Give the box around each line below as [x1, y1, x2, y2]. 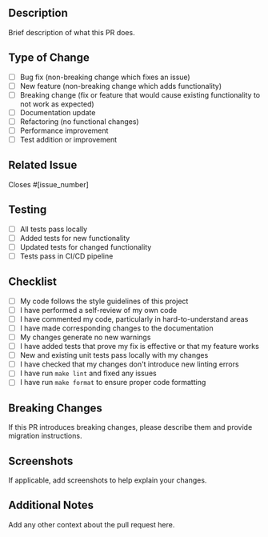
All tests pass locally [19, 224, 88, 234]
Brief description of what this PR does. [8, 27, 135, 37]
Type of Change [8, 51, 90, 65]
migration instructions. [8, 431, 82, 441]
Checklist [8, 275, 58, 289]
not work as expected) [19, 99, 94, 109]
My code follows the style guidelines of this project [19, 296, 189, 306]
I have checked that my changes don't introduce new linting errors [19, 359, 239, 369]
